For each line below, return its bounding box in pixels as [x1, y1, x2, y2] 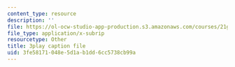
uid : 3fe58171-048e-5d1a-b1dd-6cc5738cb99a [7, 50, 136, 57]
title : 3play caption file [7, 43, 86, 50]
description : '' [7, 17, 55, 24]
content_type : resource [7, 10, 77, 17]
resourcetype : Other [7, 36, 68, 43]
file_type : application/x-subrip [7, 29, 105, 37]
